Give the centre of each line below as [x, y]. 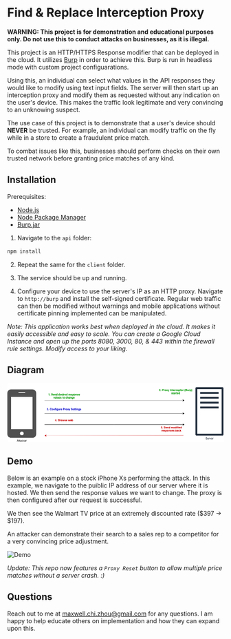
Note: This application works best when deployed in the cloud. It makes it [111, 326]
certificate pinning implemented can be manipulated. [92, 313]
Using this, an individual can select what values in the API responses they [111, 80]
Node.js [28, 210]
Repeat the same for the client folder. [71, 264]
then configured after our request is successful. [75, 500]
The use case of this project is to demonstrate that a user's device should [111, 123]
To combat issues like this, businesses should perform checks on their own [114, 151]
